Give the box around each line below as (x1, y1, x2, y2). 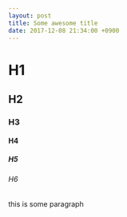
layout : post (8, 11, 52, 20)
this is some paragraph (8, 199, 84, 209)
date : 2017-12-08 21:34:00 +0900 (8, 26, 120, 34)
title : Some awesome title (8, 19, 98, 27)
